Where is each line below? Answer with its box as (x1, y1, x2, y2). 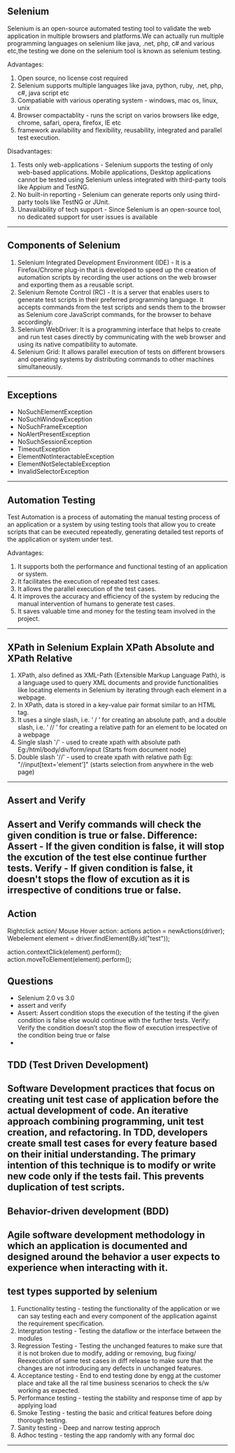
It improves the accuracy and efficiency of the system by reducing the (17, 592, 220, 601)
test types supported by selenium (7, 1285, 158, 1297)
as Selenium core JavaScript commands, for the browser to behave (17, 310, 212, 318)
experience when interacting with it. (7, 1262, 169, 1274)
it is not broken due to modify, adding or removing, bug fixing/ (17, 1349, 197, 1357)
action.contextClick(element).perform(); (7, 948, 122, 956)
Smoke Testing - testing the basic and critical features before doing (17, 1408, 212, 1417)
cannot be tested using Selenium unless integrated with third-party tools (17, 175, 227, 184)
